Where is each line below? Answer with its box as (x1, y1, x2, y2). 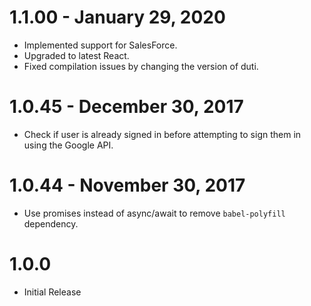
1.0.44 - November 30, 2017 (9, 174, 246, 197)
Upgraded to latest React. (23, 49, 130, 61)
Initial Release (23, 286, 82, 298)
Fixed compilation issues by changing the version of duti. (23, 60, 259, 72)
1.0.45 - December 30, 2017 (9, 96, 244, 118)
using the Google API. (23, 139, 114, 151)
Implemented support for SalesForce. (23, 39, 178, 51)
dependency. (23, 217, 79, 230)
